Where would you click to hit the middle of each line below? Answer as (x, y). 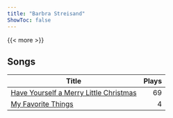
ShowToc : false (29, 20)
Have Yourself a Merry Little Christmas (74, 93)
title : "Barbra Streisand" (46, 14)
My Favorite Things (42, 104)
